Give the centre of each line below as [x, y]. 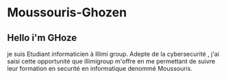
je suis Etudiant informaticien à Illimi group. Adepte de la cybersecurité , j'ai [113, 54]
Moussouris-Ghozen [67, 13]
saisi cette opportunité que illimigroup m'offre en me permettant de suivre [111, 61]
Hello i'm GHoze [42, 38]
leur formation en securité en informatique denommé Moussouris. [100, 68]
